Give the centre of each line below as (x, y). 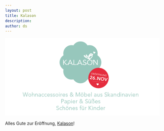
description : (18, 21)
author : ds (16, 26)
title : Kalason (21, 16)
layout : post (18, 10)
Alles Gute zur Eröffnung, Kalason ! (40, 124)
